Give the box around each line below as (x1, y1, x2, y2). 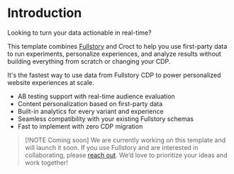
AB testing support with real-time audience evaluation (17, 92, 175, 100)
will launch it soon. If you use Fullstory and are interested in (24, 143, 199, 151)
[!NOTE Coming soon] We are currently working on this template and (24, 136, 226, 144)
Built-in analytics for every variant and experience (17, 107, 165, 115)
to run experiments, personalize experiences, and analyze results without (7, 50, 222, 58)
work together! (24, 158, 69, 167)
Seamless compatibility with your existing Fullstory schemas (17, 115, 194, 123)
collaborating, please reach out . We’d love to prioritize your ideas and (24, 151, 228, 159)
